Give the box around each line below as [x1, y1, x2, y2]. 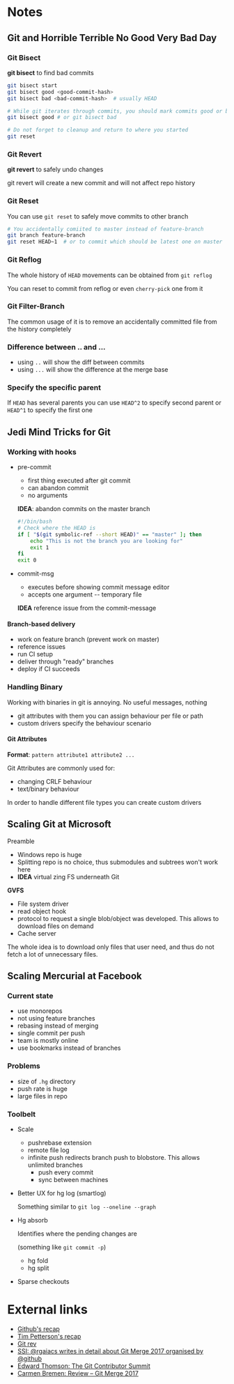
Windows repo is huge [17, 850, 82, 858]
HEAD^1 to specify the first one [7, 406, 93, 414]
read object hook [17, 906, 67, 915]
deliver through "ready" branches [17, 657, 114, 666]
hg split [27, 1264, 49, 1273]
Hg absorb [17, 1216, 49, 1225]
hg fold [27, 1257, 49, 1265]
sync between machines [38, 1176, 109, 1184]
